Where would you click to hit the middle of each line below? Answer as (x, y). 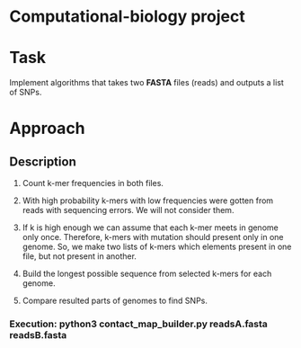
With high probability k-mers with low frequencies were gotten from (148, 201)
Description (43, 161)
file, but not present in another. (80, 256)
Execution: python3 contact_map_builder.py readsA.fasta (138, 324)
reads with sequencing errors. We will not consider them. (128, 210)
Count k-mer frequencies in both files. (93, 183)
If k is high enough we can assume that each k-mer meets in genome (150, 228)
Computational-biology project (127, 17)
